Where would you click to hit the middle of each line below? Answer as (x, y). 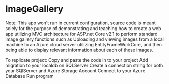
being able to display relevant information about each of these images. (79, 50)
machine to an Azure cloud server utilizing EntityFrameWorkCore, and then (83, 44)
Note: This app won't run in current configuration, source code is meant (81, 23)
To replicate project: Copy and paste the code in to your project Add (77, 60)
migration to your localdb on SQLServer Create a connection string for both (84, 65)
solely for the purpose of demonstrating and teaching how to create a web (83, 28)
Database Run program (30, 76)
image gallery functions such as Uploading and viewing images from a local (85, 39)
